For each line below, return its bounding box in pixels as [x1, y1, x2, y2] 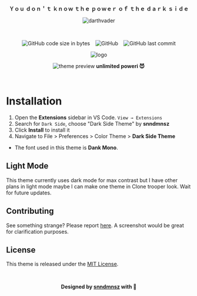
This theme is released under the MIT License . [6, 261, 119, 268]
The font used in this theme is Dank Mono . [14, 144, 119, 151]
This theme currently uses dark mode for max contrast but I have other [6, 176, 178, 184]
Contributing [6, 206, 54, 216]
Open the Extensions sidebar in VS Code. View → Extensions [14, 114, 163, 121]
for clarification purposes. [6, 228, 69, 235]
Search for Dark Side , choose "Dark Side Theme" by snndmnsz [14, 120, 169, 127]
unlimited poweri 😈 [96, 63, 145, 69]
